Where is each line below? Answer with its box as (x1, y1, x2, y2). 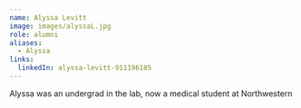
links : (9, 55, 34, 64)
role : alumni (9, 30, 59, 39)
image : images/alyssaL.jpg (9, 22, 112, 31)
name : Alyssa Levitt (9, 13, 88, 22)
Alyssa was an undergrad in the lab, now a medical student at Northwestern (9, 87, 293, 99)
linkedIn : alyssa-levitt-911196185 (17, 64, 152, 73)
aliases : (9, 38, 43, 48)
